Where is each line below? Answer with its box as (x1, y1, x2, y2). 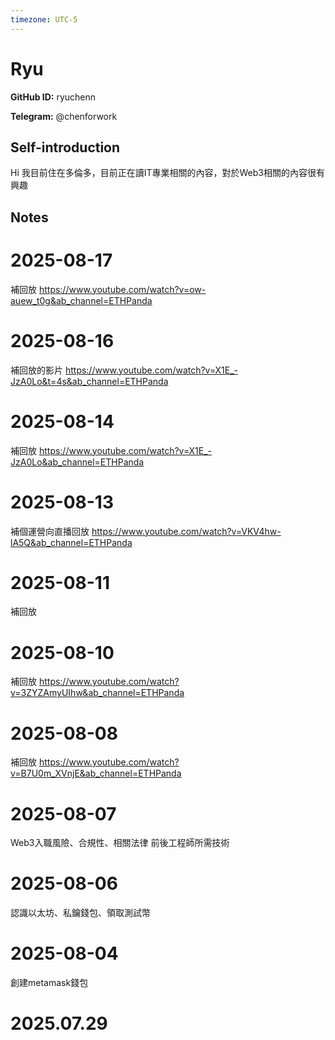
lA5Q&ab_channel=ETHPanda (10, 536, 133, 548)
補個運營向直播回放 (10, 525, 90, 537)
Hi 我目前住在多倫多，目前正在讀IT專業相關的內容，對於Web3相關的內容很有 (10, 167, 325, 179)
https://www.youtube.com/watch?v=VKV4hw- (91, 525, 282, 537)
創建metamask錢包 (10, 977, 89, 989)
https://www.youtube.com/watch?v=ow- (38, 283, 207, 295)
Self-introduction (10, 139, 121, 156)
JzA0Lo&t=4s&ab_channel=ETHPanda (10, 375, 169, 387)
